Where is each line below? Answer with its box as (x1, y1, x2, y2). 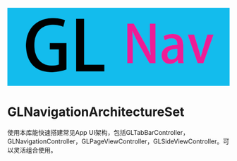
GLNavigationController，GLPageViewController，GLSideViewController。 (7, 137, 224, 145)
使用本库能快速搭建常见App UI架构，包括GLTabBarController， (7, 128, 189, 136)
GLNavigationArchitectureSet (7, 104, 185, 120)
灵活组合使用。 (13, 145, 57, 154)
